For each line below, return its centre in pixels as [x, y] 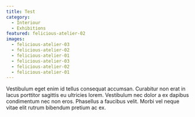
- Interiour [26, 22]
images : [16, 39]
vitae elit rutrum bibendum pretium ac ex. [56, 108]
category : [18, 17]
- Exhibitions [29, 28]
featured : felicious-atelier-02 [46, 34]
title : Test [21, 12]
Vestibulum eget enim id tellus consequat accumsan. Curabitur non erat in [96, 89]
